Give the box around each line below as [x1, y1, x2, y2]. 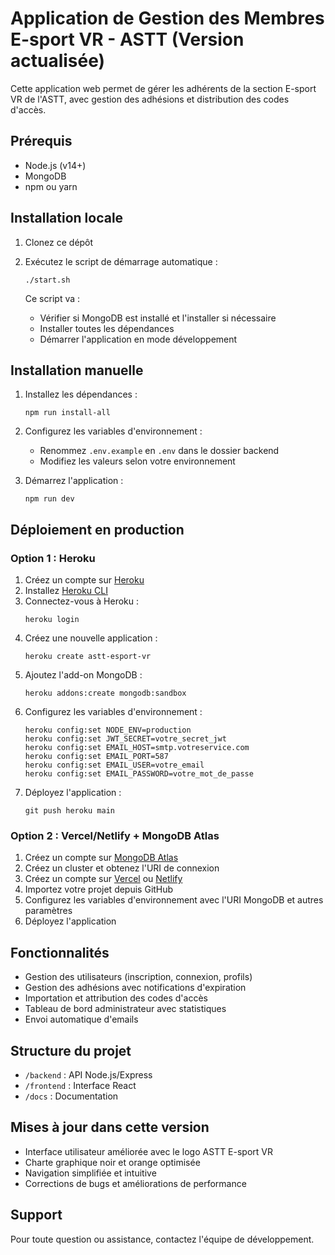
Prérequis [10, 133, 73, 150]
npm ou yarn [24, 180, 78, 192]
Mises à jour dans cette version [10, 1119, 210, 1136]
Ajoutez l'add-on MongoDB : [24, 669, 143, 681]
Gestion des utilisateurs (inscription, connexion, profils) [24, 971, 253, 983]
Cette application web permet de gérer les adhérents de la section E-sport [10, 82, 317, 94]
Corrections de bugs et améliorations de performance [24, 1177, 247, 1189]
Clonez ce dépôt [24, 236, 94, 248]
